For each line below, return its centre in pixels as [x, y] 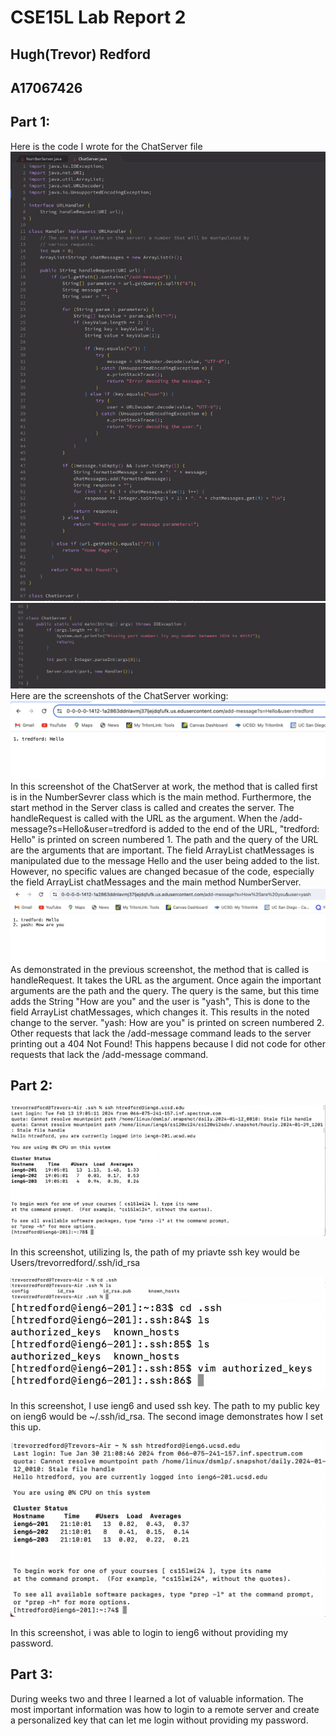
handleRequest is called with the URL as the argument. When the [144, 818]
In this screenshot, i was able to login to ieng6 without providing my [149, 1632]
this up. [26, 1427]
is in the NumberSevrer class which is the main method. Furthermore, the [161, 797]
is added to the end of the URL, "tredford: [234, 829]
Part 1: [30, 122]
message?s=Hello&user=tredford [78, 829]
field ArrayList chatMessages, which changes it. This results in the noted [160, 1012]
